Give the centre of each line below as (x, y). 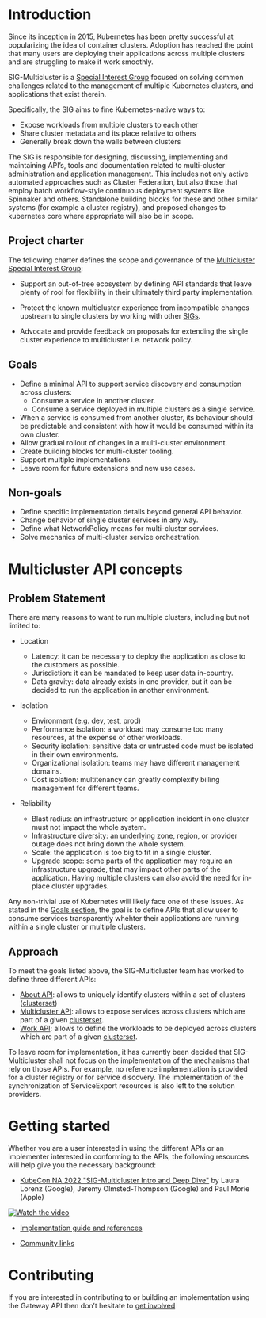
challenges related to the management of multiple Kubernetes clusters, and (131, 86)
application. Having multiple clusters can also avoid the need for (136, 878)
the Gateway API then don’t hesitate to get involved (92, 1306)
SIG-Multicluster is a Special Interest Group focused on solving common (126, 77)
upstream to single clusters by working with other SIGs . (110, 315)
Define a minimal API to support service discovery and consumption (131, 384)
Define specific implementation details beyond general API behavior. (131, 512)
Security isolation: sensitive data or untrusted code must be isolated (142, 746)
